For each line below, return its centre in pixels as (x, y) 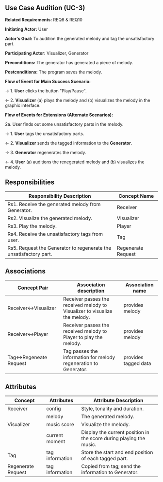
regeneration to (81, 363)
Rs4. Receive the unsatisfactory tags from (55, 234)
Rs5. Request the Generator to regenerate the (59, 248)
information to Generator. (110, 472)
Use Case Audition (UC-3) (45, 8)
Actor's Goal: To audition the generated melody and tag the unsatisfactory (80, 38)
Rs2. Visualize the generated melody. (50, 218)
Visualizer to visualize (88, 311)
